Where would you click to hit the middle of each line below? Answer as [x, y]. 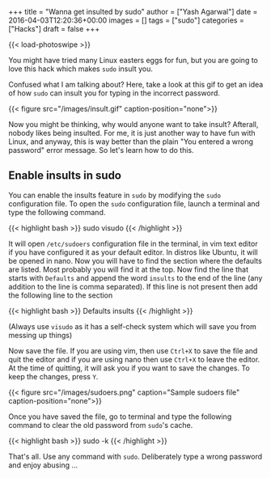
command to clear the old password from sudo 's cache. [101, 425]
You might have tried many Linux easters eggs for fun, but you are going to [133, 60]
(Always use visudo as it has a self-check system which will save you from [132, 326]
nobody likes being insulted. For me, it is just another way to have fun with [132, 133]
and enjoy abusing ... [43, 465]
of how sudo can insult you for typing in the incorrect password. [114, 93]
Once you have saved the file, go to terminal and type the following [120, 417]
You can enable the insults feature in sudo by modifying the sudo [114, 195]
